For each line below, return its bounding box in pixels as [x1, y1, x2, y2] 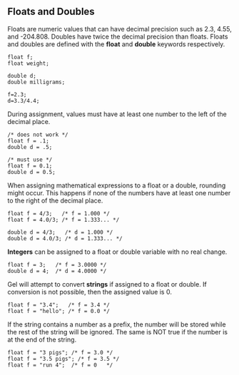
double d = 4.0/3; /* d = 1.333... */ [7, 235, 123, 242]
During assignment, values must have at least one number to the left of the [7, 110, 227, 118]
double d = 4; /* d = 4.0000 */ [7, 267, 107, 274]
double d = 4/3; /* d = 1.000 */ [7, 228, 113, 236]
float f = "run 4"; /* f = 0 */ [7, 361, 113, 369]
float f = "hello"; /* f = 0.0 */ [7, 307, 111, 314]
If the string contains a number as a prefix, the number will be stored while [7, 320, 226, 329]
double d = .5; [7, 143, 53, 150]
